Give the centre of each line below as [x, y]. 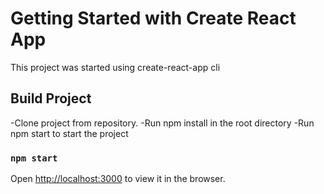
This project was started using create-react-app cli [115, 67]
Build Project [51, 98]
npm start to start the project [69, 133]
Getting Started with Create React [153, 18]
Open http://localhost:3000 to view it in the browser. [118, 179]
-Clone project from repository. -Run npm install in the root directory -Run [162, 123]
